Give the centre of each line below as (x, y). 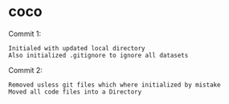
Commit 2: (25, 70)
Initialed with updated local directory (77, 48)
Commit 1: (25, 34)
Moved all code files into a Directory (75, 92)
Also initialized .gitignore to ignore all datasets (98, 55)
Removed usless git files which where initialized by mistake (115, 85)
